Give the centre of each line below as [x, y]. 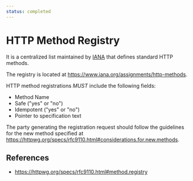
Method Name [32, 97]
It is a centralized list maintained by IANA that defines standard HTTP [90, 57]
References [28, 158]
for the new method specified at [45, 133]
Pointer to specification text [48, 115]
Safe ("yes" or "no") [39, 103]
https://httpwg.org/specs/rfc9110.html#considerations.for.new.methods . [93, 139]
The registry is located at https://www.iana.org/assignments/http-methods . [97, 74]
